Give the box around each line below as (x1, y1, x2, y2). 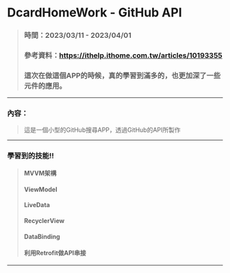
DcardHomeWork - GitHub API (7, 5, 183, 21)
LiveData (23, 201, 50, 209)
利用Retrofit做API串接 (23, 249, 87, 257)
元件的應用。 (23, 81, 66, 91)
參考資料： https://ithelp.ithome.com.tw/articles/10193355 (23, 51, 222, 60)
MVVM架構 (23, 169, 57, 178)
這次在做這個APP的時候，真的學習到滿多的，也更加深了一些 (23, 71, 221, 80)
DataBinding (23, 232, 60, 241)
